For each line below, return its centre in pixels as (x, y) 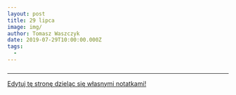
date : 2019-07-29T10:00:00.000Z (54, 40)
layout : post (26, 14)
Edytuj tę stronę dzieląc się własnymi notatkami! (77, 83)
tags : (15, 46)
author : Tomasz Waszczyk (44, 33)
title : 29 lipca (31, 20)
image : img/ (25, 27)
